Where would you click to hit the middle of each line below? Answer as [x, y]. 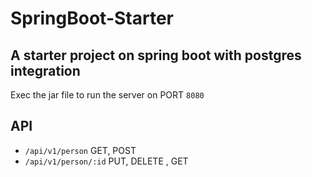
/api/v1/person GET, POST [80, 150]
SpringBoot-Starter [92, 18]
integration [45, 70]
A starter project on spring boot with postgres [156, 55]
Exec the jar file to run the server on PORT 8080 [107, 95]
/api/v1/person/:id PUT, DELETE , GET [106, 161]
